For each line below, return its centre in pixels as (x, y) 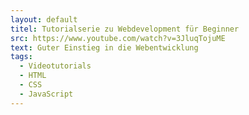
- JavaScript (46, 94)
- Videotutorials (55, 66)
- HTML (33, 76)
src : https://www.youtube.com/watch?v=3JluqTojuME (118, 38)
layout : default (44, 19)
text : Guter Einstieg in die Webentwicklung (104, 47)
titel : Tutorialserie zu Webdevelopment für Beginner (125, 29)
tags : (21, 57)
